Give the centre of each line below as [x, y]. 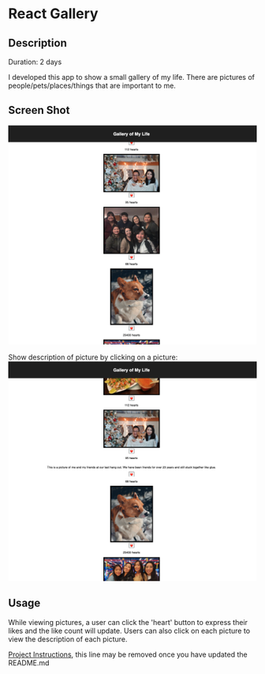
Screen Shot [39, 110]
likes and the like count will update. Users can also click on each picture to [129, 631]
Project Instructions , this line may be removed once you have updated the [128, 654]
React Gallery [53, 14]
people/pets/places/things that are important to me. [92, 85]
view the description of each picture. [68, 639]
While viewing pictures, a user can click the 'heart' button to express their [128, 622]
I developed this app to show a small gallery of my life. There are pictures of [131, 77]
